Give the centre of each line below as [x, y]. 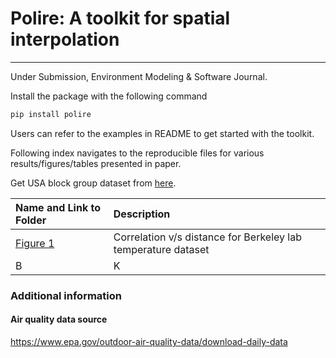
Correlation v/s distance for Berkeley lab [207, 237]
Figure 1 [35, 243]
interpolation [65, 39]
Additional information [66, 295]
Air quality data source [59, 319]
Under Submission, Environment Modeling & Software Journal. [139, 76]
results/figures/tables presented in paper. [96, 163]
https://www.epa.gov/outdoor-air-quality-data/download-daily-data [149, 341]
